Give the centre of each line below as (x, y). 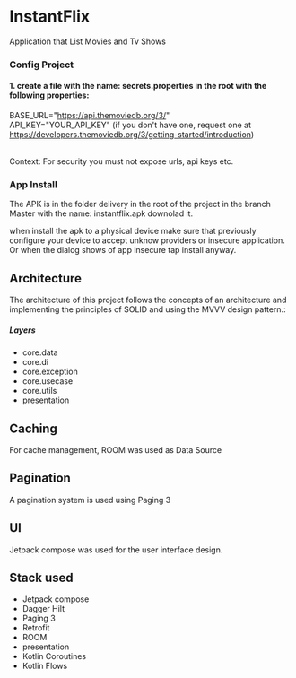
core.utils (39, 391)
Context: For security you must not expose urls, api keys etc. (122, 161)
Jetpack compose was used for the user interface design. (116, 550)
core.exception (50, 372)
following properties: (49, 95)
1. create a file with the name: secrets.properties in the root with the (138, 86)
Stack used (41, 577)
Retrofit (36, 628)
